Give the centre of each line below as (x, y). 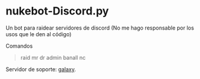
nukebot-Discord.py (57, 11)
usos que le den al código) (39, 34)
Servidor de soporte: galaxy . (41, 69)
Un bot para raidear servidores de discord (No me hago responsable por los (100, 28)
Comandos (19, 46)
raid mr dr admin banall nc (53, 57)
